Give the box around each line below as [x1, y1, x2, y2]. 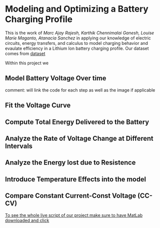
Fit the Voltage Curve [5, 101, 71, 110]
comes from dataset [5, 50, 46, 57]
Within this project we [5, 60, 49, 66]
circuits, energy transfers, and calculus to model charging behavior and [5, 40, 148, 46]
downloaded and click [5, 217, 50, 223]
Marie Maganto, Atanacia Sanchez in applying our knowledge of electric [5, 35, 151, 41]
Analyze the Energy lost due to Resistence [5, 158, 136, 167]
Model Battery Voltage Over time [5, 74, 107, 82]
